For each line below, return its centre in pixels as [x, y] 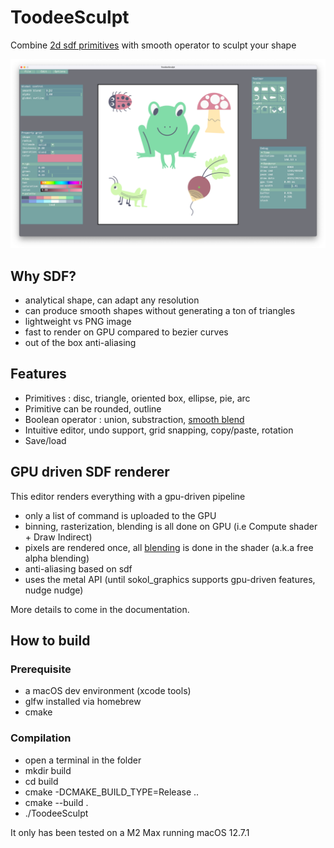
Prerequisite [41, 669]
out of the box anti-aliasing [80, 342]
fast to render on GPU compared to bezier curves [126, 332]
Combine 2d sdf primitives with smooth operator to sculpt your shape [153, 45]
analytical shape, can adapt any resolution [112, 300]
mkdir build [48, 770]
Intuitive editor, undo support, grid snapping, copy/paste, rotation [159, 430]
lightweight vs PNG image [78, 321]
